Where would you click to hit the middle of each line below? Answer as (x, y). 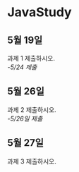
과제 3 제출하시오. (32, 161)
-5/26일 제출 (25, 118)
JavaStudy (39, 12)
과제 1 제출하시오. (31, 58)
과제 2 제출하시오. (32, 109)
